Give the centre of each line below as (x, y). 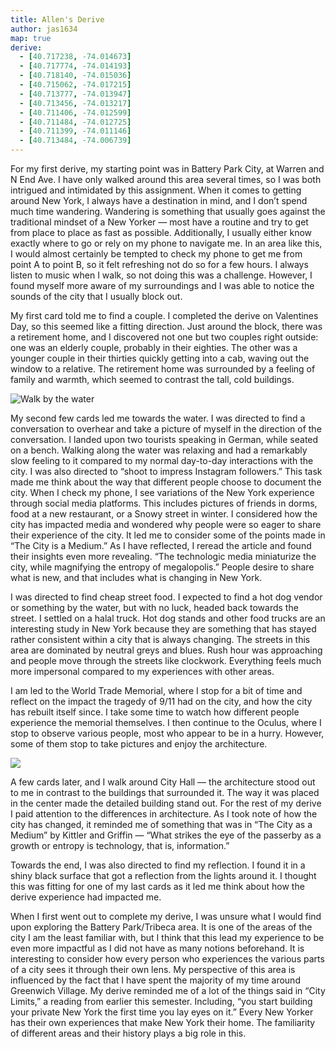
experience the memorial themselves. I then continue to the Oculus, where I (166, 722)
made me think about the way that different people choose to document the (166, 482)
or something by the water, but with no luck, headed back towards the (154, 607)
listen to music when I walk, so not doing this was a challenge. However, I (161, 275)
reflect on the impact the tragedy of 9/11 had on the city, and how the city (161, 701)
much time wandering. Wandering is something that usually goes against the (168, 211)
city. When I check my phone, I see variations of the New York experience (162, 492)
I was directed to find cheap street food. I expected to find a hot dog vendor (166, 597)
